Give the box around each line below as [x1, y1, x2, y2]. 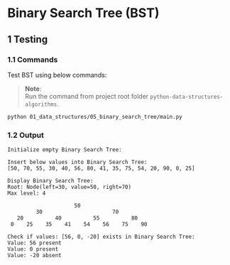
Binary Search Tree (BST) [7, 5, 160, 21]
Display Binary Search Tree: [7, 178, 94, 185]
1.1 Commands [7, 55, 58, 65]
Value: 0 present [7, 246, 59, 253]
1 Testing [7, 33, 48, 45]
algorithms [24, 101, 57, 108]
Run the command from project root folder [24, 92, 149, 100]
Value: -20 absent [7, 252, 62, 259]
